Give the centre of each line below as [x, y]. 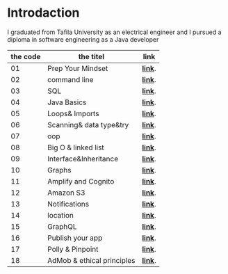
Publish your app [75, 238]
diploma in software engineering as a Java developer [83, 39]
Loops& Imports [73, 113]
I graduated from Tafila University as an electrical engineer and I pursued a [114, 32]
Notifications [68, 204]
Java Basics [67, 102]
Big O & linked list [76, 147]
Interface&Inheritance [83, 159]
